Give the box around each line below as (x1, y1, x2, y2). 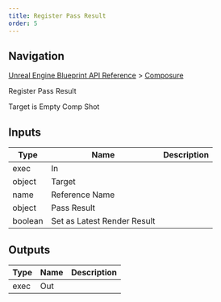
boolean (12, 216, 44, 227)
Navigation (8, 49, 65, 63)
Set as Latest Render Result (51, 216, 156, 227)
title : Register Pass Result (8, 11, 106, 20)
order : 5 (8, 19, 38, 27)
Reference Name (51, 189, 115, 200)
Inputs (8, 125, 42, 139)
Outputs (8, 243, 51, 257)
